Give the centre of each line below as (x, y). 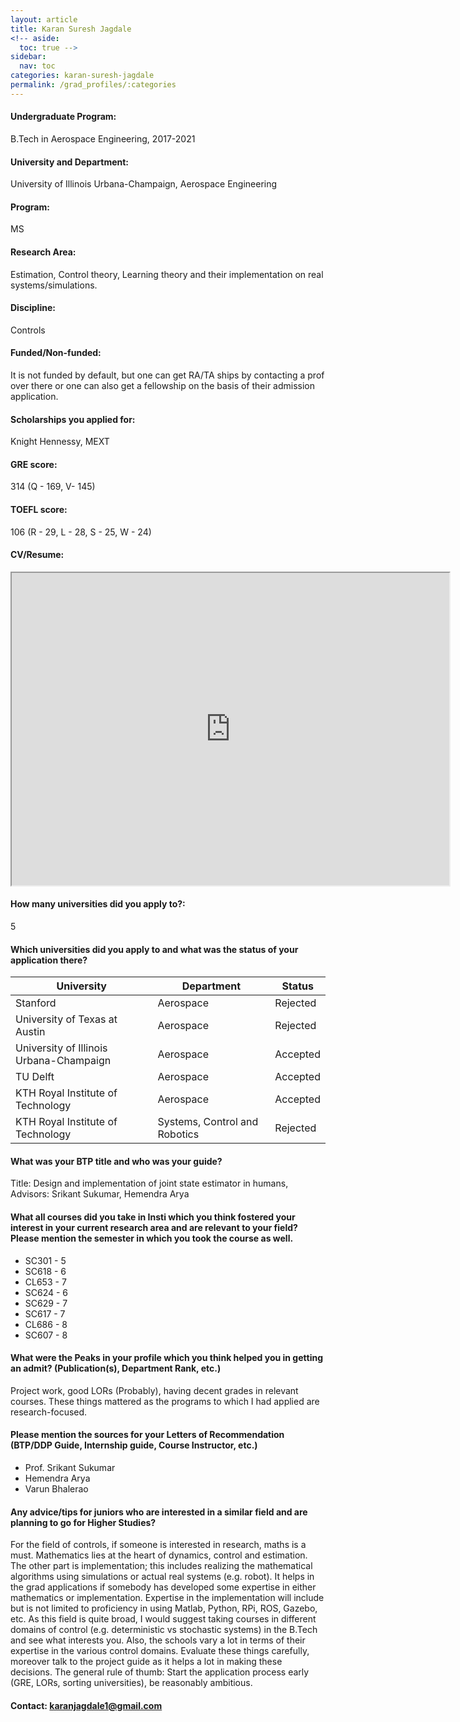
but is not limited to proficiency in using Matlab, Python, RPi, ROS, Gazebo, (164, 1608)
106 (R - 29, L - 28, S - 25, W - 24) (81, 532)
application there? (49, 960)
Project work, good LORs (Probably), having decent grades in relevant (154, 1390)
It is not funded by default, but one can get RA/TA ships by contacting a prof (167, 375)
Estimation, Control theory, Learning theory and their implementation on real (167, 274)
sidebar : (28, 57)
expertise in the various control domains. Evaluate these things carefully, (160, 1651)
